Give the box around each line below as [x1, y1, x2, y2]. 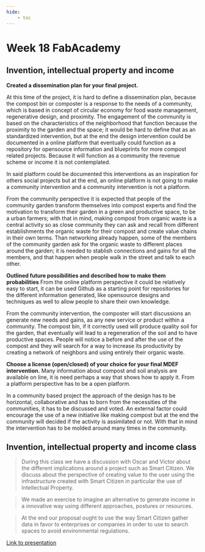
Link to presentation [6, 539, 57, 546]
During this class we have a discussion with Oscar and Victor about [21, 458, 191, 465]
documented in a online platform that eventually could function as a [6, 139, 176, 146]
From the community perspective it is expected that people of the [6, 195, 171, 202]
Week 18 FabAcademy [6, 41, 121, 55]
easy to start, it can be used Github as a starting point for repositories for [6, 285, 190, 292]
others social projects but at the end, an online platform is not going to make [6, 177, 198, 184]
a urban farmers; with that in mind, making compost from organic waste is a [6, 215, 197, 222]
